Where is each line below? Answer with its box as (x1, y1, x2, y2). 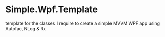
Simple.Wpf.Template (5, 4, 98, 15)
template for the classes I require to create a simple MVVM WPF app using (5, 20, 160, 26)
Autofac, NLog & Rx (5, 25, 46, 31)
